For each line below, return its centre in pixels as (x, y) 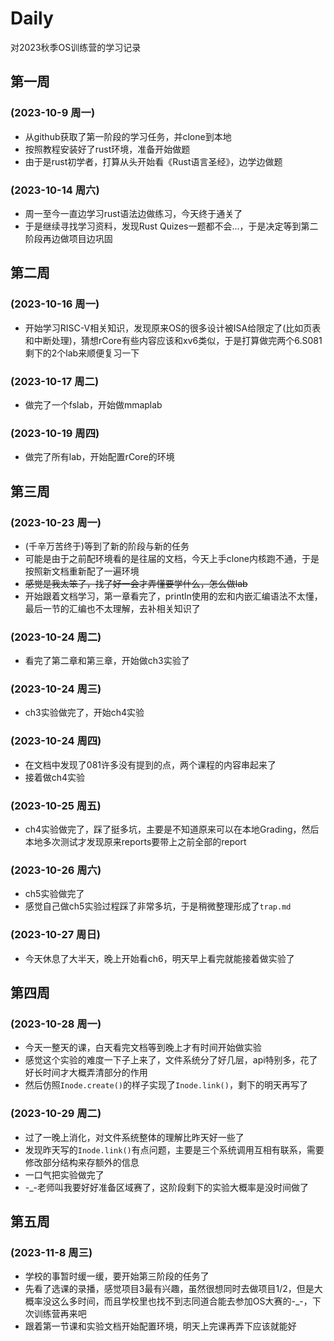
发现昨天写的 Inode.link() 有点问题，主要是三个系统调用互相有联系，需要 (174, 1149)
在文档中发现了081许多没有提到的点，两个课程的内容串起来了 (150, 764)
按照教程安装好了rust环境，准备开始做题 (107, 149)
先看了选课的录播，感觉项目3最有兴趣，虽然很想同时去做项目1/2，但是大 (173, 1289)
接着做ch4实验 (55, 777)
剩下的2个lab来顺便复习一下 (82, 353)
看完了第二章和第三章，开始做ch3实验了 (107, 661)
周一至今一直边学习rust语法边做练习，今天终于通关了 (133, 213)
